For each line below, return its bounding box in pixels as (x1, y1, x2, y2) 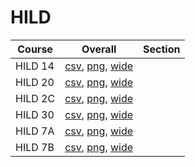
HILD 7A (15, 124, 55, 138)
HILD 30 (15, 107, 55, 121)
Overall (81, 42, 117, 56)
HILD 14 (15, 59, 55, 73)
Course (17, 42, 53, 56)
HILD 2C (15, 91, 56, 105)
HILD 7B (15, 140, 55, 154)
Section (143, 42, 181, 56)
